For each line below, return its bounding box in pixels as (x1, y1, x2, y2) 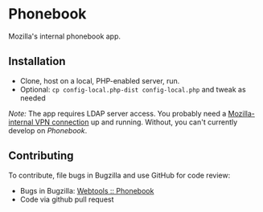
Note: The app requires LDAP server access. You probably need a (8, 108, 227, 118)
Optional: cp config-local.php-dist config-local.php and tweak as (19, 84, 247, 94)
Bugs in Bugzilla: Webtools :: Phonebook (19, 185, 154, 195)
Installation (8, 55, 66, 68)
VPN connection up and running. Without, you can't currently (35, 117, 238, 127)
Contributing (8, 149, 74, 163)
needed (19, 93, 46, 103)
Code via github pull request (19, 194, 114, 204)
